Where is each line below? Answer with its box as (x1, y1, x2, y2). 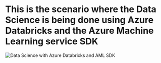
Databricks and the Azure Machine (5, 25, 154, 36)
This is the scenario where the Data (5, 4, 156, 15)
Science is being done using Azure (5, 14, 154, 26)
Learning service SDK (5, 36, 98, 47)
